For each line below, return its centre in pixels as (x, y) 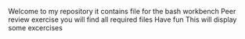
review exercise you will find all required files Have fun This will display (122, 19)
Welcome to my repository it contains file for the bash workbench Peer (122, 11)
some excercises (35, 28)
